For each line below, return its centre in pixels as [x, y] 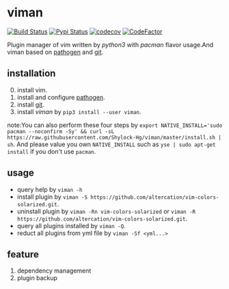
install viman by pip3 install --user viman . [79, 111]
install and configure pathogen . [61, 97]
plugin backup [37, 278]
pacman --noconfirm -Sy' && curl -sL [61, 131]
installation [31, 73]
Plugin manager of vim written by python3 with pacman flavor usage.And [110, 44]
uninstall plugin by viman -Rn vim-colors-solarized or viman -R [106, 211]
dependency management [54, 271]
